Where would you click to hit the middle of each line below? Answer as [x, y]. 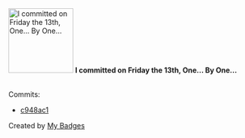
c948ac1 [34, 110]
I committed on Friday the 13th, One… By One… [156, 70]
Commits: [24, 94]
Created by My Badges [46, 125]
